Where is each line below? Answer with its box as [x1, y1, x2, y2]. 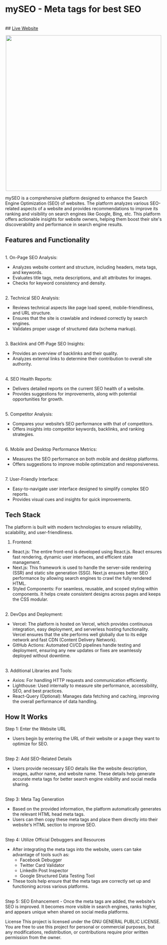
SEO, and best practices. [12, 687, 63, 693]
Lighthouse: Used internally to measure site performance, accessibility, [12, 682, 158, 688]
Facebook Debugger [19, 857, 62, 863]
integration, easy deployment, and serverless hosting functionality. [12, 626, 149, 632]
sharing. [12, 781, 30, 788]
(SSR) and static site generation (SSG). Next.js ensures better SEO [12, 569, 148, 576]
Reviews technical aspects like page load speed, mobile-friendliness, [12, 304, 154, 310]
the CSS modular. [12, 596, 49, 602]
